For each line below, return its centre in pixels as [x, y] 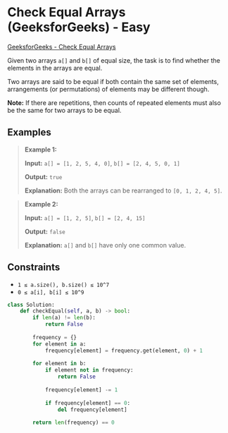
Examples [29, 132]
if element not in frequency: [89, 370]
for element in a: [59, 344]
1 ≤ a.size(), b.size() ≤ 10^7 [63, 285]
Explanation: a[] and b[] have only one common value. [105, 245]
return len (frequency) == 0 [74, 423]
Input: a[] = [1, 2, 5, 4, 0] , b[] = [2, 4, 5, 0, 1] [102, 163]
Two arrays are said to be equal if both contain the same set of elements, [113, 81]
